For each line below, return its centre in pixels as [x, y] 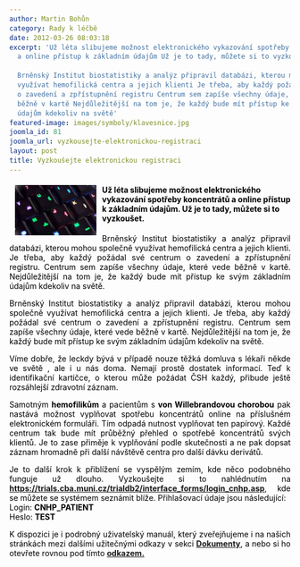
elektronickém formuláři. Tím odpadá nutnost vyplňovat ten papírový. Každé [150, 423]
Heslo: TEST [32, 516]
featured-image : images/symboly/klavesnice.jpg [100, 123]
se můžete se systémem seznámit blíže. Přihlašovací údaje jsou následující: [148, 497]
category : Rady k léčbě [54, 28]
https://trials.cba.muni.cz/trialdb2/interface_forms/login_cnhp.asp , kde [150, 488]
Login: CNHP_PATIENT [52, 507]
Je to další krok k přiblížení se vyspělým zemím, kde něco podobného [150, 469]
